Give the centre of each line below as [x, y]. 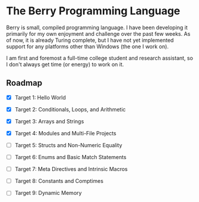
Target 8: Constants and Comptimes [59, 181]
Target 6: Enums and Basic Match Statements [70, 157]
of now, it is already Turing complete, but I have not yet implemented [90, 40]
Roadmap [24, 83]
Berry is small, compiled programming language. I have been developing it [97, 27]
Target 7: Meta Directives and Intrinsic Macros [71, 169]
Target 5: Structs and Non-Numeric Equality [69, 145]
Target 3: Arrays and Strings [49, 121]
